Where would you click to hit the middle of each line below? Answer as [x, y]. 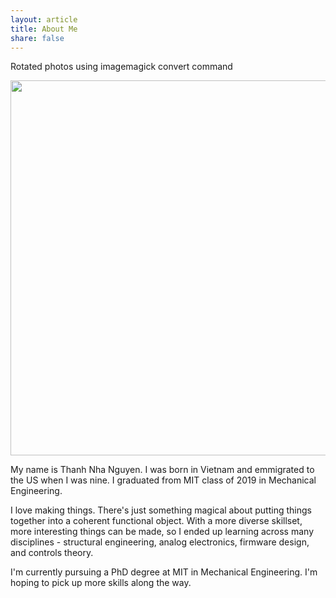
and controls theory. [52, 553]
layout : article [44, 19]
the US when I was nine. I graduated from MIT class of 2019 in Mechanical [163, 480]
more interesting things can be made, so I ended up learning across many [162, 532]
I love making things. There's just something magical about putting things [161, 510]
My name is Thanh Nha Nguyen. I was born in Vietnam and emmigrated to [162, 470]
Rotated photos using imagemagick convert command [121, 67]
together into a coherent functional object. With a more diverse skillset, [156, 521]
